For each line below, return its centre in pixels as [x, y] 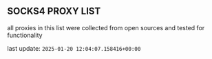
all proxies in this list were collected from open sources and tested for [106, 27]
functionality [25, 35]
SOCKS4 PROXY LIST [54, 11]
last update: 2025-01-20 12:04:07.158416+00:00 [74, 48]
